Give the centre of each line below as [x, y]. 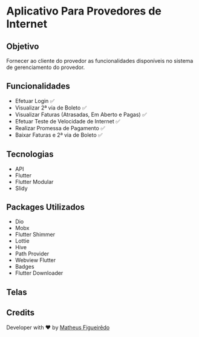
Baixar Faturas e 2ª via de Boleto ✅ [59, 135]
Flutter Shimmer [35, 235]
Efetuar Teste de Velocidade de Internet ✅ [67, 121]
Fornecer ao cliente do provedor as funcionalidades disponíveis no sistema [100, 61]
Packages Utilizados [46, 207]
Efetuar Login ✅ [35, 100]
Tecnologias [30, 155]
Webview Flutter [35, 260]
